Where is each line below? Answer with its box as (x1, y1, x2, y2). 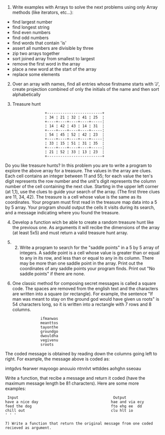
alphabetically (12, 91, 41, 97)
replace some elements (12, 72, 60, 77)
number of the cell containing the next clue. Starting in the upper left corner (5, 184, 159, 189)
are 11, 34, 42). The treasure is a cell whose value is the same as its (5, 194, 142, 199)
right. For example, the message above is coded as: (5, 356, 110, 362)
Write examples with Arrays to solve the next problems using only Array (12, 4, 158, 10)
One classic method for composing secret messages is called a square (12, 280, 156, 286)
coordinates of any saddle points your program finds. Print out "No (19, 266, 155, 271)
